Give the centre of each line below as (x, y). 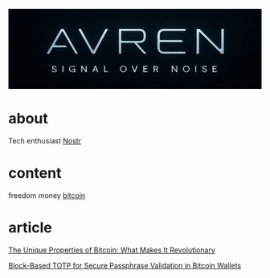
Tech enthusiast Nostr (45, 140)
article (30, 228)
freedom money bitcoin (47, 195)
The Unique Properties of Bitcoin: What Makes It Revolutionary (112, 250)
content (35, 173)
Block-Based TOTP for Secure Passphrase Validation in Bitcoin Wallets (125, 265)
